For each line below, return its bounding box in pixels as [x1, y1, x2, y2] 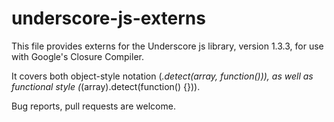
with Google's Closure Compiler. [11, 50, 144, 62]
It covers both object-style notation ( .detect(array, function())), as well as [11, 70, 314, 82]
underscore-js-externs [11, 7, 206, 30]
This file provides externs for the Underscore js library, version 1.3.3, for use [11, 40, 324, 52]
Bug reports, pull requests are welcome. [11, 100, 176, 112]
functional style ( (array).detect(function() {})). [11, 80, 201, 92]
